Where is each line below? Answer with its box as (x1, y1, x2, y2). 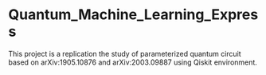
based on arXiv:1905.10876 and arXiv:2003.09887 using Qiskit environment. (8, 57, 257, 67)
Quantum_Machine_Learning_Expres (8, 6, 259, 24)
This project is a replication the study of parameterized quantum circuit (8, 49, 241, 58)
